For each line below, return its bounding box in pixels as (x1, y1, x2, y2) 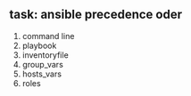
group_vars (21, 59, 64, 69)
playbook (21, 40, 57, 51)
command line (21, 30, 75, 41)
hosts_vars (21, 68, 62, 79)
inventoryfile (21, 49, 69, 60)
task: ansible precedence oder (9, 7, 183, 22)
